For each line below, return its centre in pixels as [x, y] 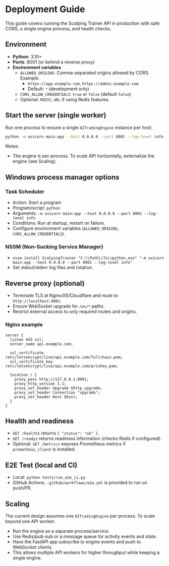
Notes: [12, 146]
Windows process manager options [62, 177]
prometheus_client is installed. [44, 449]
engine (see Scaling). [35, 161]
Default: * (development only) [58, 89]
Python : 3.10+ [27, 56]
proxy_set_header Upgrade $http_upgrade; [58, 388]
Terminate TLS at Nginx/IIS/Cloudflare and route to [65, 295]
